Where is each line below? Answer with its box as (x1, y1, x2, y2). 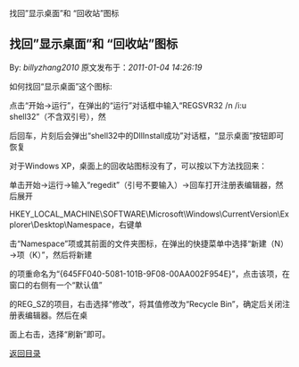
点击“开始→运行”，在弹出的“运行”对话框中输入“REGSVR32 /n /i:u (9, 99, 247, 110)
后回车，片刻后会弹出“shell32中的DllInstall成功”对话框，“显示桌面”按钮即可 (9, 130, 285, 141)
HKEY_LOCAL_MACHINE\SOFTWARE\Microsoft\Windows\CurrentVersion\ (9, 209, 281, 219)
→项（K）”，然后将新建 (9, 249, 92, 260)
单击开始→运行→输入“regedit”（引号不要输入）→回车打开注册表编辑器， (9, 179, 276, 190)
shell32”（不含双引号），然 (9, 111, 106, 122)
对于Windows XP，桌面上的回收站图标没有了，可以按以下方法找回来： (9, 160, 268, 171)
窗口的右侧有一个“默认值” (9, 279, 103, 290)
